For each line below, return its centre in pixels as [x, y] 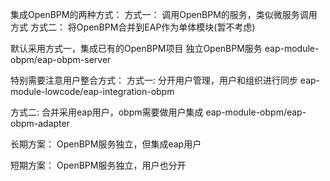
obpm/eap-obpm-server [61, 59]
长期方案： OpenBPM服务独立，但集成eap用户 [106, 144]
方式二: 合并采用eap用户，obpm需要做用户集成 [107, 112]
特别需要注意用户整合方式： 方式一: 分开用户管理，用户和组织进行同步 [154, 80]
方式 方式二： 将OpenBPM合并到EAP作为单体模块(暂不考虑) [133, 27]
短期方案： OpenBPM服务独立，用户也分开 [98, 165]
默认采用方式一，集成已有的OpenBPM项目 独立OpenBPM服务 [136, 48]
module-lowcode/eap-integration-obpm [92, 91]
